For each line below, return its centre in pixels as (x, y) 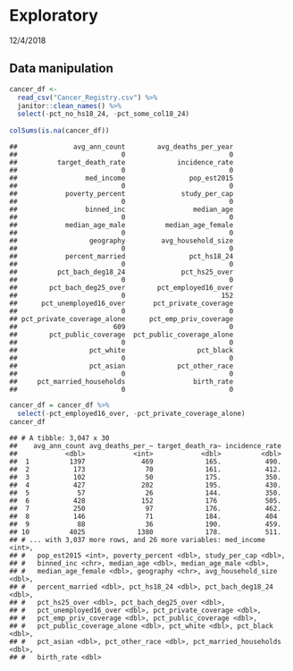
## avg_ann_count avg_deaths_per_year (121, 147)
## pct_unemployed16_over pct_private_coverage (121, 303)
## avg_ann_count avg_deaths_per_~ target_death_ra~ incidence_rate (145, 446)
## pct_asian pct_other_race (121, 366)
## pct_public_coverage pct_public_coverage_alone (121, 335)
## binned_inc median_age (121, 209)
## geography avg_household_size (121, 241)
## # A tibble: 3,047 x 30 (59, 438)
